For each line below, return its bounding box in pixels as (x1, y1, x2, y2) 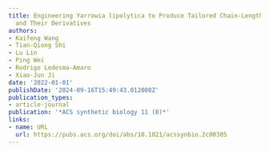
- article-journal (8, 101, 70, 109)
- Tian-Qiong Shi (8, 42, 66, 50)
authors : (8, 26, 38, 34)
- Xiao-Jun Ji (8, 71, 56, 79)
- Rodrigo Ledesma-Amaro (8, 64, 91, 72)
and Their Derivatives (15, 19, 91, 27)
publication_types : (8, 93, 74, 101)
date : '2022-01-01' (8, 78, 74, 86)
